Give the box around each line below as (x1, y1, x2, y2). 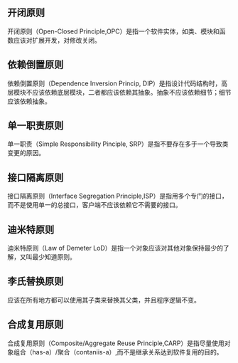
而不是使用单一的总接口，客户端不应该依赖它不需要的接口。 (7, 201, 182, 209)
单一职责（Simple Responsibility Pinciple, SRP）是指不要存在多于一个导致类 (7, 140, 229, 148)
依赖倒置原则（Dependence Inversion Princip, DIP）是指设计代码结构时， (7, 79, 222, 88)
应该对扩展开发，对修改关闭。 (13, 36, 101, 44)
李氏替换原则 (7, 275, 64, 288)
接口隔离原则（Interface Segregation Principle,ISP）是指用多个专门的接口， (7, 191, 229, 201)
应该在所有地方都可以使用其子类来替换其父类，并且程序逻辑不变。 (7, 295, 200, 304)
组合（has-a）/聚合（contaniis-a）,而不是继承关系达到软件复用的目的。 (13, 347, 223, 356)
